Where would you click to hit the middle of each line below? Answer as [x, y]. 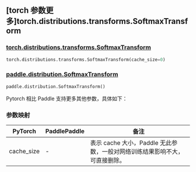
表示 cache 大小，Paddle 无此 [131, 143]
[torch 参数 [26, 10]
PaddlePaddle [65, 131]
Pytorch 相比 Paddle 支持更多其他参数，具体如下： [67, 99]
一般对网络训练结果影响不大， [143, 152]
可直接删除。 [108, 160]
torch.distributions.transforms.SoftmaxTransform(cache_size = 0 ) [86, 59]
